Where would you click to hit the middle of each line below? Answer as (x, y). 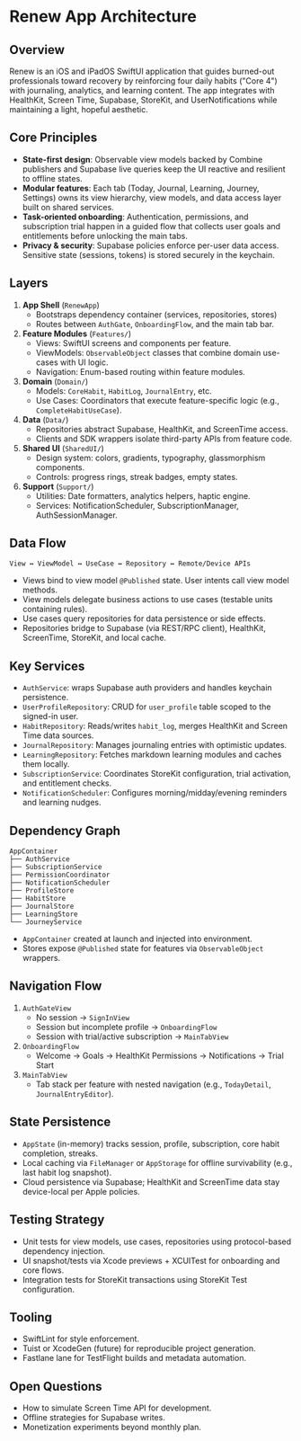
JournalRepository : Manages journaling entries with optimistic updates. (155, 745)
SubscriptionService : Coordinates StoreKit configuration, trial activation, (157, 774)
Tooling (31, 1317)
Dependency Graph (65, 830)
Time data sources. (58, 735)
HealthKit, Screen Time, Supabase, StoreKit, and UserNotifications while (143, 100)
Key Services (47, 666)
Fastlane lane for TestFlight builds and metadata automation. (134, 1358)
